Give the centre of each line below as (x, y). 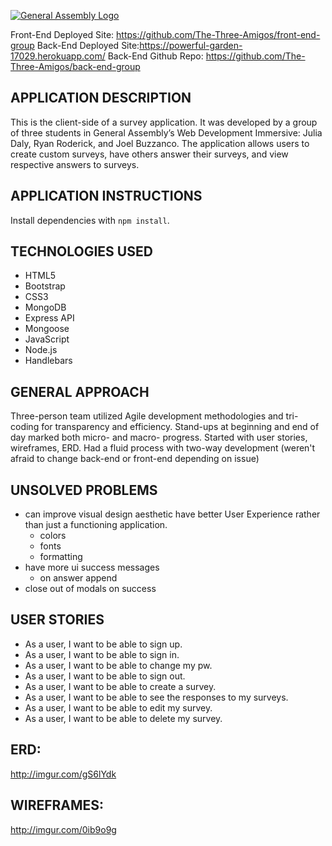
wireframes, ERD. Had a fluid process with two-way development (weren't (163, 448)
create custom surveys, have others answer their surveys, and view (149, 154)
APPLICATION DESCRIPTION (101, 98)
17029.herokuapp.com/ (58, 56)
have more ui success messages (92, 567)
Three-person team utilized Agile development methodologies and (147, 416)
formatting (61, 557)
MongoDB (45, 307)
